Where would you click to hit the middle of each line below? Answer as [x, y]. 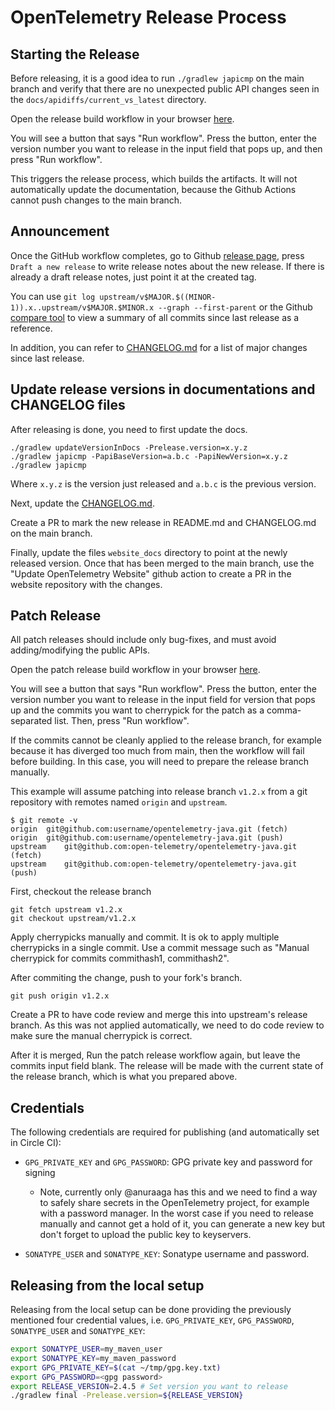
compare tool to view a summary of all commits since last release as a [155, 317]
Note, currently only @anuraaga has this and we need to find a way [178, 1192]
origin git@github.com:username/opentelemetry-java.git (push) [147, 838]
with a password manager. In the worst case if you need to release [176, 1213]
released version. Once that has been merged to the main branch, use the [162, 563]
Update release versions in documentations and [163, 389]
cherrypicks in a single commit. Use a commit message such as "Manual [160, 948]
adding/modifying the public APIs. [80, 650]
